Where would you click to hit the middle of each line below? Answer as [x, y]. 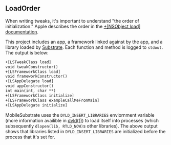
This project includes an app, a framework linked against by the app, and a [84, 42]
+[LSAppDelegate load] [29, 81]
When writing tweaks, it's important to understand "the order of [72, 21]
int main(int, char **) [31, 91]
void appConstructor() [29, 86]
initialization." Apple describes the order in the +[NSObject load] [73, 26]
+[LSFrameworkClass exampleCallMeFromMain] [52, 100]
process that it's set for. [30, 137]
